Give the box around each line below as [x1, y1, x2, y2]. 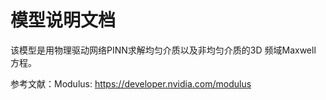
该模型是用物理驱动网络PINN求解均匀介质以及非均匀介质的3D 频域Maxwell [10, 44, 317, 56]
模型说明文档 [10, 9, 117, 32]
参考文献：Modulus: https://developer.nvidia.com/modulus [10, 77, 252, 90]
